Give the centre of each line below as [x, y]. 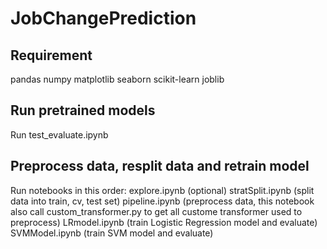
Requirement [51, 55]
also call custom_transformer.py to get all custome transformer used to [156, 211]
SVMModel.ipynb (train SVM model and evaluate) [112, 233]
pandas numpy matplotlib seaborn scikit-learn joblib [117, 79]
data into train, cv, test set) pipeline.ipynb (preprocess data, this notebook [162, 201]
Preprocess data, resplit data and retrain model [160, 166]
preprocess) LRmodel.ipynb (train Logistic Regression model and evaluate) [164, 222]
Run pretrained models [83, 110]
